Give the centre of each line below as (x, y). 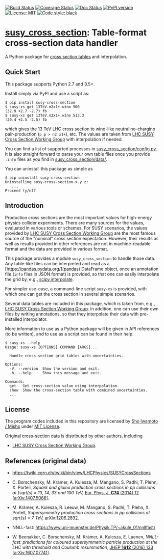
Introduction (24, 206)
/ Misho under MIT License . (33, 426)
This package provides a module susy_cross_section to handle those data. (80, 258)
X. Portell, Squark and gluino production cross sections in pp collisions (83, 488)
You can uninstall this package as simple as (49, 168)
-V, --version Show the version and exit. (54, 368)
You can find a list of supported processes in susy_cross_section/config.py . (81, 149)
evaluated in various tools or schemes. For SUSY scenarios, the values (76, 228)
